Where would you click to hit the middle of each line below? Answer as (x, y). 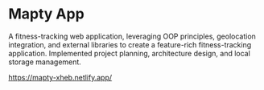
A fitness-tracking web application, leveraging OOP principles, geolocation (132, 36)
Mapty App (46, 14)
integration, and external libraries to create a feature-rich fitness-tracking (130, 44)
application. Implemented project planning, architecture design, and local (130, 53)
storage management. (45, 62)
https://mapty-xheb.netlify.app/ (60, 77)
